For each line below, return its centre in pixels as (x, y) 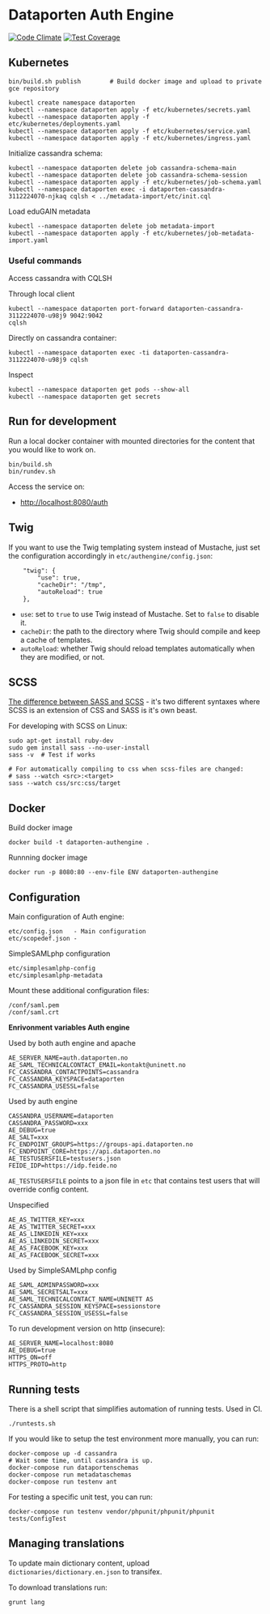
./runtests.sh (32, 1423)
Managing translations (67, 1544)
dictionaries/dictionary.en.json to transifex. (85, 1571)
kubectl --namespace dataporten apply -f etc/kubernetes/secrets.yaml (130, 110)
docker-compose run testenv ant (63, 1482)
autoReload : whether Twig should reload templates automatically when (137, 648)
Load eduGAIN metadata (49, 211)
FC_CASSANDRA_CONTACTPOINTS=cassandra (74, 1072)
